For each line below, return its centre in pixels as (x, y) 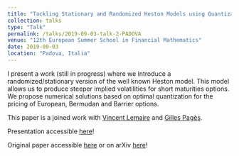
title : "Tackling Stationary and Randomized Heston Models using (106, 14)
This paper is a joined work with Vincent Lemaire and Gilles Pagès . (105, 117)
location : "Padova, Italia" (49, 54)
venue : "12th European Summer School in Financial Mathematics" (105, 40)
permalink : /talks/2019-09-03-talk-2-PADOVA (74, 34)
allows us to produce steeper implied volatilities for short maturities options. (118, 89)
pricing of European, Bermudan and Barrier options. (83, 104)
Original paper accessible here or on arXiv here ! (78, 145)
